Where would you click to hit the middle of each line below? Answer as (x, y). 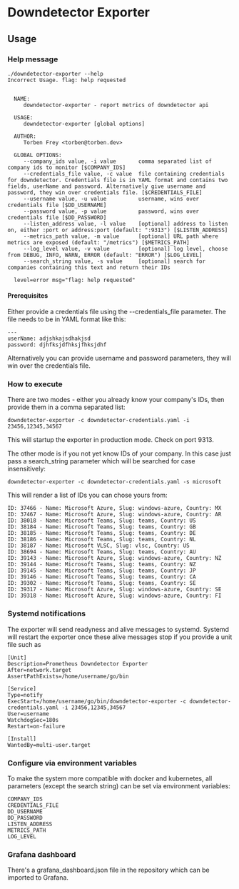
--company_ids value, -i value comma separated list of (118, 161)
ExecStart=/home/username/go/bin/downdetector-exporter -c (97, 701)
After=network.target (40, 670)
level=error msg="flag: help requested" (75, 280)
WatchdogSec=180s (33, 720)
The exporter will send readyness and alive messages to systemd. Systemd (118, 629)
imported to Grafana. (38, 878)
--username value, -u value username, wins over (111, 199)
